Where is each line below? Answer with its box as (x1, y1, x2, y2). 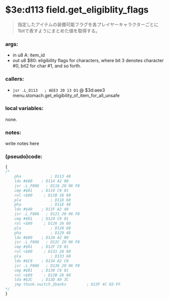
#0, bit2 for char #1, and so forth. (12, 63, 82, 69)
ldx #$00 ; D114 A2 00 (14, 179, 69, 184)
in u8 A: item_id (12, 52, 45, 58)
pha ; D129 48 (14, 230, 71, 235)
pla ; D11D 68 (14, 197, 71, 203)
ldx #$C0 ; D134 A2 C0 (14, 258, 69, 264)
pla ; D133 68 (14, 254, 71, 259)
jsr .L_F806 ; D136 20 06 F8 (14, 263, 80, 268)
